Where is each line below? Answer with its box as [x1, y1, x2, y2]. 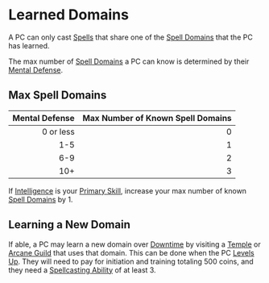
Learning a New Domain [8, 218, 130, 231]
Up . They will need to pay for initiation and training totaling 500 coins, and [8, 256, 254, 266]
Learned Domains [8, 6, 129, 24]
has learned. [8, 40, 50, 50]
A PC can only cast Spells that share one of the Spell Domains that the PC [8, 32, 254, 42]
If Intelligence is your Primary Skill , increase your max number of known [8, 185, 247, 195]
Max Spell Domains [8, 89, 107, 102]
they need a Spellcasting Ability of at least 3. [8, 264, 156, 275]
